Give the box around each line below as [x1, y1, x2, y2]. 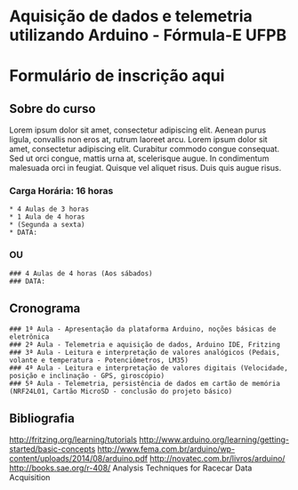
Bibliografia [9, 411, 76, 426]
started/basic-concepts [9, 444, 96, 454]
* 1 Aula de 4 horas [9, 213, 86, 221]
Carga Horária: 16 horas [9, 185, 114, 197]
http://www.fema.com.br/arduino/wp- [97, 444, 236, 454]
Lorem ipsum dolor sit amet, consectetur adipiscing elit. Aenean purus [9, 125, 267, 135]
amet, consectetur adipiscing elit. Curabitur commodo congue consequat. [9, 144, 280, 155]
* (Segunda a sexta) [9, 221, 86, 229]
